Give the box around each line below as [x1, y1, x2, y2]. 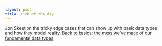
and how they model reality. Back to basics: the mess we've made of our [5, 30, 152, 36]
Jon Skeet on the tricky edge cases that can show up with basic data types [5, 25, 157, 31]
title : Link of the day [5, 12, 54, 16]
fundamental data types [5, 35, 54, 41]
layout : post [5, 7, 32, 12]
